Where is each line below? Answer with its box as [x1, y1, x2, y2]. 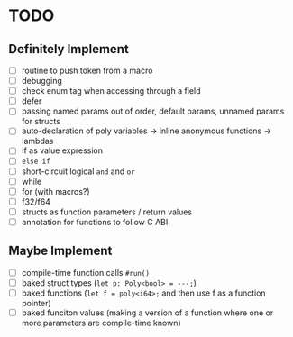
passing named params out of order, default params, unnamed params [21, 105, 285, 117]
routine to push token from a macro [21, 65, 153, 76]
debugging [21, 76, 62, 87]
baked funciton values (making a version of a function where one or [21, 307, 274, 318]
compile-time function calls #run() [21, 267, 151, 278]
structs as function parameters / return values [21, 206, 193, 217]
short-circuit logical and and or [21, 166, 136, 177]
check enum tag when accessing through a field [21, 86, 201, 96]
